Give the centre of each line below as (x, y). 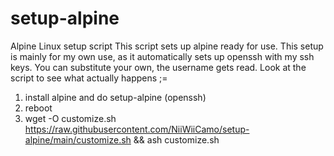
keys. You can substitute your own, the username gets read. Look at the (158, 67)
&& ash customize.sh (176, 139)
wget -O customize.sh (70, 118)
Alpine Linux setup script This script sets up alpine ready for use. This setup (167, 46)
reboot (38, 108)
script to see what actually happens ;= (89, 78)
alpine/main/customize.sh (78, 139)
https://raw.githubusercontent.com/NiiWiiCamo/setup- (137, 129)
